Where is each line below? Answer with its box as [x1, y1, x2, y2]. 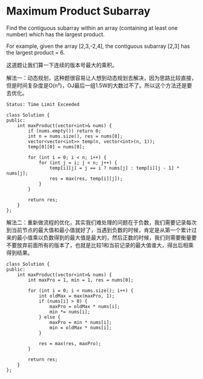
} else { [38, 314, 61, 320]
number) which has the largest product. [6, 30, 105, 38]
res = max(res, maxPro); [38, 340, 101, 346]
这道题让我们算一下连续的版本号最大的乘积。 [6, 61, 118, 68]
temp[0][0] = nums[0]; [28, 143, 85, 150]
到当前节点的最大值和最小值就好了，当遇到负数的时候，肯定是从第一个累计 [6, 226, 192, 234]
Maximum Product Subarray [6, 4, 151, 18]
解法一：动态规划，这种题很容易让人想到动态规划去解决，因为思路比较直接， [6, 74, 197, 81]
